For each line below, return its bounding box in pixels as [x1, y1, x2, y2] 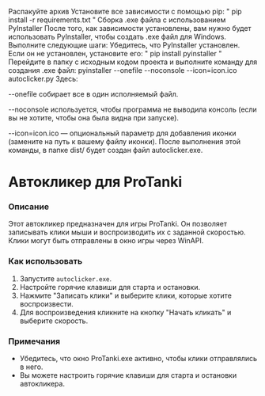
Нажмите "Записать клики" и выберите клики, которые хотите [19, 291, 232, 300]
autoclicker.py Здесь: [8, 74, 78, 83]
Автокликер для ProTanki [8, 173, 183, 191]
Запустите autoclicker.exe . [19, 273, 112, 284]
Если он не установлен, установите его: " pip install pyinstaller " [8, 49, 222, 58]
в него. [19, 362, 44, 371]
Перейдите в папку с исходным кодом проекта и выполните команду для [8, 57, 258, 67]
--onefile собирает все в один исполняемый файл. [8, 89, 179, 98]
